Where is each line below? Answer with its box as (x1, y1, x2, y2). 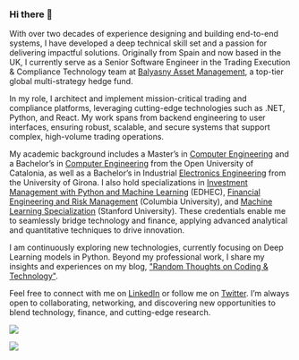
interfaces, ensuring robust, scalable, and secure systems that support (9, 122, 270, 133)
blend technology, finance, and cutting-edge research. (9, 307, 211, 318)
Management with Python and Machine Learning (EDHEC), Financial (9, 187, 261, 198)
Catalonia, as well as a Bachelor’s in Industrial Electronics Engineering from (9, 167, 286, 178)
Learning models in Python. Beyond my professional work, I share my (9, 252, 265, 262)
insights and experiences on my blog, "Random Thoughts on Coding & (9, 261, 269, 272)
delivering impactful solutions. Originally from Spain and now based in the (9, 47, 282, 58)
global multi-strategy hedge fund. (9, 76, 133, 87)
